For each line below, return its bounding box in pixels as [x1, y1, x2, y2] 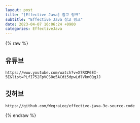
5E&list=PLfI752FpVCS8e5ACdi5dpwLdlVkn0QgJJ [5, 74, 101, 79]
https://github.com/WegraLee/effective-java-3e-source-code [5, 103, 135, 108]
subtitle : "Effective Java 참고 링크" [5, 17, 83, 22]
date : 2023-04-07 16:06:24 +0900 [5, 21, 76, 27]
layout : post [5, 7, 33, 13]
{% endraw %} [5, 112, 37, 118]
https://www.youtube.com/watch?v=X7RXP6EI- [5, 70, 99, 75]
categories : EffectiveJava [5, 26, 62, 32]
